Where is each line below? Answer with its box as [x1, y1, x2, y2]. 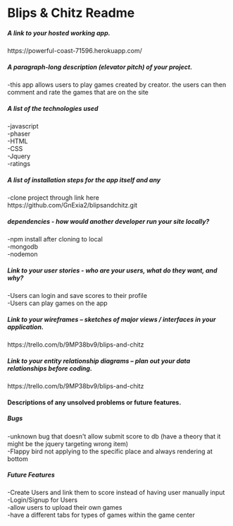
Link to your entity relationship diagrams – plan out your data [7, 357, 191, 365]
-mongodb [7, 242, 39, 251]
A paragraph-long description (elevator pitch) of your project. [7, 62, 193, 71]
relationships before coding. [7, 364, 93, 372]
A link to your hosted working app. [7, 28, 111, 37]
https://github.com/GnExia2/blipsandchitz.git [7, 201, 138, 210]
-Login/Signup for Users [7, 496, 78, 504]
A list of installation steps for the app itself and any [7, 175, 161, 184]
